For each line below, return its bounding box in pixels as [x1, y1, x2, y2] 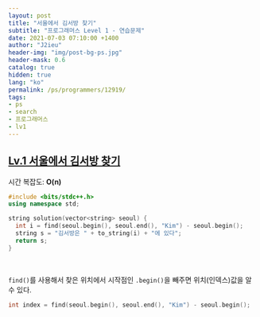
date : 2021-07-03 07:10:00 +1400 [8, 33, 119, 42]
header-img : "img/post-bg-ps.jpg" [8, 49, 123, 57]
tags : [8, 93, 26, 101]
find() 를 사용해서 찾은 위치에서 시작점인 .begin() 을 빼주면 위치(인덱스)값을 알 [8, 275, 252, 284]
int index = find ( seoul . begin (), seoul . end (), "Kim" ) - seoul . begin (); [8, 300, 250, 309]
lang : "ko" [8, 78, 45, 86]
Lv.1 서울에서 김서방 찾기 [8, 155, 121, 168]
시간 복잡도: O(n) [8, 177, 62, 186]
